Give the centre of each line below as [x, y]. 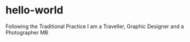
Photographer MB [27, 32]
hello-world [35, 10]
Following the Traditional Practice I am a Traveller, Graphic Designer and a [95, 26]
